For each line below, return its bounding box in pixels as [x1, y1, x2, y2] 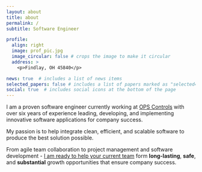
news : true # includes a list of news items [6, 75, 122, 81]
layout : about [6, 8, 42, 15]
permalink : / [6, 20, 39, 26]
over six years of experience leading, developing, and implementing [6, 110, 174, 117]
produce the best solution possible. [6, 134, 94, 142]
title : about [6, 14, 39, 21]
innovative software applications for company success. [6, 116, 143, 124]
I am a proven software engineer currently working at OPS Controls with [6, 103, 185, 110]
